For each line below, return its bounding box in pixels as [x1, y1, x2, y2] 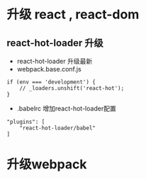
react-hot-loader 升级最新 [16, 57, 93, 65]
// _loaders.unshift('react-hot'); [19, 85, 125, 92]
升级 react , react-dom [6, 6, 140, 23]
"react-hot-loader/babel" [19, 125, 96, 132]
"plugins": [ [6, 118, 45, 125]
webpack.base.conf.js [16, 65, 82, 73]
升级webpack [6, 156, 87, 173]
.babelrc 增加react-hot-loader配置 [16, 104, 116, 112]
